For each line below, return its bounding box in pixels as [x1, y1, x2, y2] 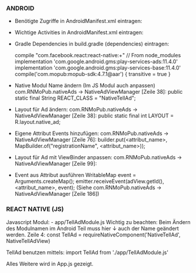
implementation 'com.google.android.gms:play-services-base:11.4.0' [14, 64, 181, 71]
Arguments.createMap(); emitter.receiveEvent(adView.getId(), [14, 178, 165, 185]
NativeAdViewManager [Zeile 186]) [14, 190, 99, 198]
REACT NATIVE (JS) [6, 205, 64, 213]
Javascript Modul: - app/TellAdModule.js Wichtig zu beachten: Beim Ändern [6, 218, 191, 225]
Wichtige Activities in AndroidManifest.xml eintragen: [14, 29, 144, 36]
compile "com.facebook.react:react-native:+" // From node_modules [14, 52, 181, 59]
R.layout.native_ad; [14, 119, 61, 126]
